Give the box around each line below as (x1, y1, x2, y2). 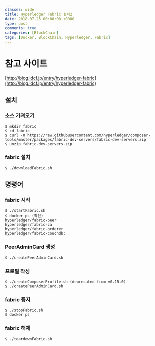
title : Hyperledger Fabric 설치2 (5, 12, 73, 17)
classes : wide (5, 7, 35, 12)
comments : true (5, 26, 37, 31)
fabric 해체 (5, 325, 31, 332)
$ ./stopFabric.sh (5, 308, 43, 313)
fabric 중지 (5, 296, 31, 303)
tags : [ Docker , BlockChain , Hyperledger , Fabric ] (5, 35, 111, 40)
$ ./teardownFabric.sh (5, 336, 52, 341)
